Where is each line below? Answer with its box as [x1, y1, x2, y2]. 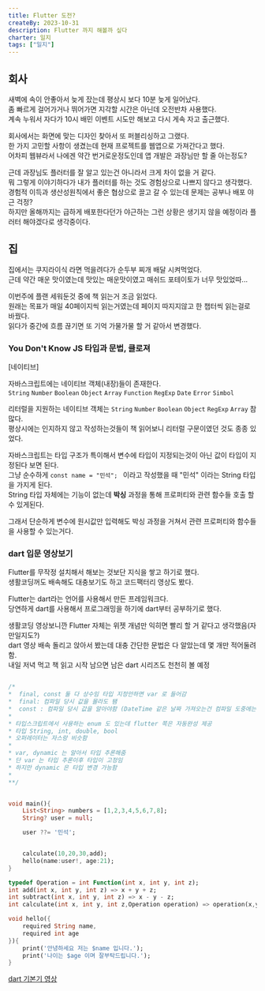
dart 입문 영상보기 [8, 548, 73, 559]
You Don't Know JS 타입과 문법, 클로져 [8, 343, 151, 354]
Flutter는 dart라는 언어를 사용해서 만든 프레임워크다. [8, 594, 169, 604]
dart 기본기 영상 [8, 974, 58, 984]
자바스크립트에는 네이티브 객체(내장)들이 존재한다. [8, 379, 162, 389]
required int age [22, 929, 80, 937]
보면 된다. [28, 460, 59, 470]
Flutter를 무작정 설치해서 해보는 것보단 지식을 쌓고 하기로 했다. [8, 568, 200, 577]
